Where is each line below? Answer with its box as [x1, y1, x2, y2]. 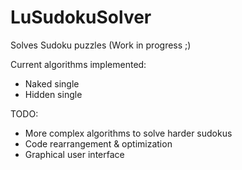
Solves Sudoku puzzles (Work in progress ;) [10, 39, 192, 51]
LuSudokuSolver [10, 6, 152, 29]
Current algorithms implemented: [10, 58, 147, 70]
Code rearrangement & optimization [24, 137, 173, 150]
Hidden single [24, 88, 83, 100]
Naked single [24, 77, 80, 90]
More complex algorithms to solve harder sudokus [24, 127, 233, 139]
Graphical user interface [24, 148, 125, 160]
